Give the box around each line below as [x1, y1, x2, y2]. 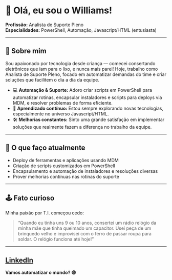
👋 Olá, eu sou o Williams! [5, 5, 113, 16]
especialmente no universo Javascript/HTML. [12, 110, 109, 117]
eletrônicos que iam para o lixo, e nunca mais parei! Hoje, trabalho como [5, 66, 158, 72]
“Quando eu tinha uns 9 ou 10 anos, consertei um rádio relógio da [17, 220, 157, 226]
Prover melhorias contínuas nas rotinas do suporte [12, 173, 119, 179]
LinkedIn [5, 256, 34, 265]
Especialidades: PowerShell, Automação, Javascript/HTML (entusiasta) [5, 27, 157, 33]
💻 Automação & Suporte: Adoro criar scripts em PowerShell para [12, 87, 153, 93]
